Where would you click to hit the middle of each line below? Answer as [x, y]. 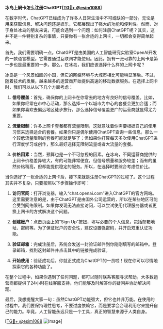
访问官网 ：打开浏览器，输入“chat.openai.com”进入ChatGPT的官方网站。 [84, 193]
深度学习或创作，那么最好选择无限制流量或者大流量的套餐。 [76, 144]
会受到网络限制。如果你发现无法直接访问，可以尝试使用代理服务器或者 [82, 205]
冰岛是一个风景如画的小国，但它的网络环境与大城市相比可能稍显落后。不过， [81, 75]
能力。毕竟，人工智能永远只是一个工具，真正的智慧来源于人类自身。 [81, 312]
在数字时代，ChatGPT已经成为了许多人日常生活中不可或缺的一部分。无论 [78, 18]
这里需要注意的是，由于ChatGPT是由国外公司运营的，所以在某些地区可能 [85, 199]
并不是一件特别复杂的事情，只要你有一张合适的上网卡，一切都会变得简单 [77, 36]
